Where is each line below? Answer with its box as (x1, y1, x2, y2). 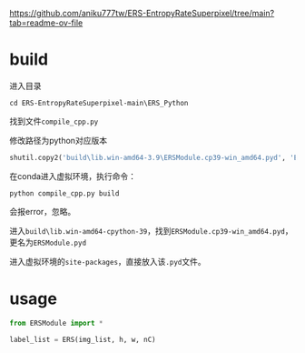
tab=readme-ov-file (9, 17, 84, 28)
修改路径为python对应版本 (9, 135, 107, 146)
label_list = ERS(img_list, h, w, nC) (9, 335, 156, 344)
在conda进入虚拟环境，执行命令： (9, 170, 137, 181)
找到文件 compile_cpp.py (9, 116, 99, 126)
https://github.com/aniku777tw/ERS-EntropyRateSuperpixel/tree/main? (9, 8, 275, 18)
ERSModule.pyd (33, 238, 87, 247)
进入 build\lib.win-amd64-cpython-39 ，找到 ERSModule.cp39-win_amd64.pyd (9, 225, 286, 236)
